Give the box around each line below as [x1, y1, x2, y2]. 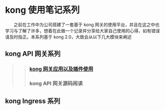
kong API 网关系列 [5, 50, 61, 58]
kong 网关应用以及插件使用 [29, 66, 93, 73]
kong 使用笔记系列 [5, 4, 80, 16]
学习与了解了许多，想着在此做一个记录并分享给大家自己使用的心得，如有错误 [5, 27, 160, 33]
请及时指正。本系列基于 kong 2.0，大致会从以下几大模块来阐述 [5, 34, 132, 40]
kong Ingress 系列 [5, 97, 60, 105]
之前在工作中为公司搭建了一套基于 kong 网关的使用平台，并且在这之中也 [14, 22, 160, 27]
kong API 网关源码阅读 [29, 80, 83, 87]
